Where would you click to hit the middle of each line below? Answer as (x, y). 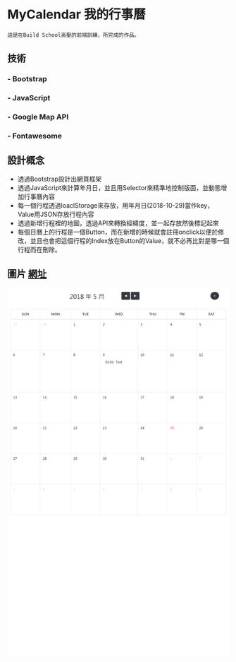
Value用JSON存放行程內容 (56, 214)
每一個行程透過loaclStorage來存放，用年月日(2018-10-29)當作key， (115, 205)
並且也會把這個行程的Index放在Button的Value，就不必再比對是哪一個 (130, 240)
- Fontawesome (35, 136)
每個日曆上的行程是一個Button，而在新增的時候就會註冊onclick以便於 (118, 232)
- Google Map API (38, 117)
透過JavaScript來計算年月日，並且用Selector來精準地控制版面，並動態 (119, 187)
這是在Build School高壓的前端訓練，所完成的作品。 (73, 35)
